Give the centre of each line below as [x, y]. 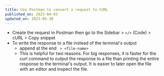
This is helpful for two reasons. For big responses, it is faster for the [88, 53]
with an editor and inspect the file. [54, 69]
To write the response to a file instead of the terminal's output [74, 43]
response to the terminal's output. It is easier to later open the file [85, 64]
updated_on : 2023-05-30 [29, 19]
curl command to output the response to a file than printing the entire [89, 59]
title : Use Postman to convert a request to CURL [57, 10]
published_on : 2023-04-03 [31, 14]
